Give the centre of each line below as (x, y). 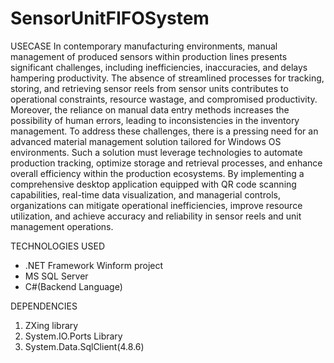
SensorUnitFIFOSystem (110, 18)
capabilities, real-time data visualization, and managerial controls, (145, 194)
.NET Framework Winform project (94, 265)
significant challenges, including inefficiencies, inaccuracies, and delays (159, 67)
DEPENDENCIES (44, 306)
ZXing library (51, 325)
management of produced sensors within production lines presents (149, 56)
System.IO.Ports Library (73, 336)
